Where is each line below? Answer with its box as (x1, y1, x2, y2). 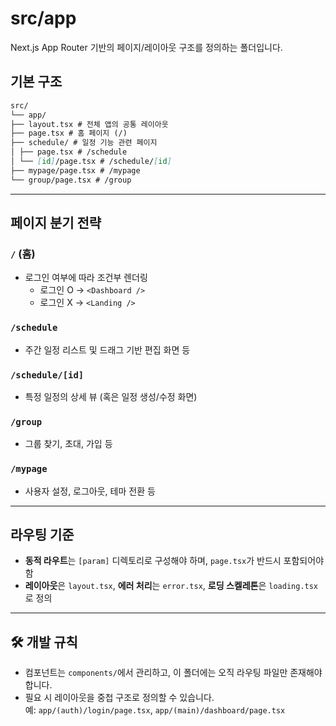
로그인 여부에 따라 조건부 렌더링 (24, 272, 148, 284)
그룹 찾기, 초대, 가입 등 (24, 438, 113, 450)
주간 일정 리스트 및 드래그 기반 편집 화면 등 (24, 343, 191, 356)
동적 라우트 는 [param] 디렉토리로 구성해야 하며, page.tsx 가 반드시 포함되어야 (24, 555, 325, 567)
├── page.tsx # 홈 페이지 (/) (10, 128, 128, 139)
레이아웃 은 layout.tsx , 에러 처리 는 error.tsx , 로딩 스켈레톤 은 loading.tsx (24, 580, 319, 592)
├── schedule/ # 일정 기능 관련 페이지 (10, 138, 158, 148)
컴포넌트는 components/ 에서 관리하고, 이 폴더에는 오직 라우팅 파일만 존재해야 (24, 667, 323, 679)
